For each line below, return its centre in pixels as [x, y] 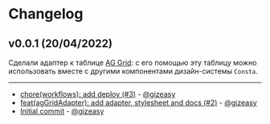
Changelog [46, 14]
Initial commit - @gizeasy [62, 111]
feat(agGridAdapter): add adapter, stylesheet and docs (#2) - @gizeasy [138, 102]
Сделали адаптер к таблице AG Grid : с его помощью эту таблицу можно [133, 62]
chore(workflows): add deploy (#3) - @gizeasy [98, 94]
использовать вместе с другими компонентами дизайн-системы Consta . [133, 71]
